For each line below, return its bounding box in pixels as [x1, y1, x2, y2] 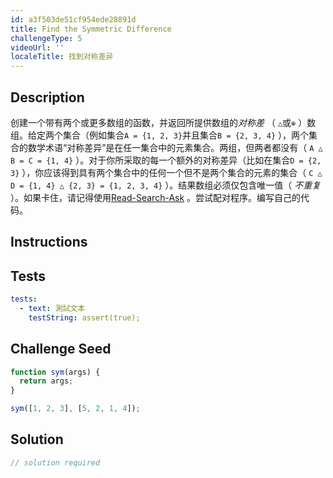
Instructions [10, 234, 88, 251]
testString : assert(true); [28, 312, 141, 323]
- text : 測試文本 [19, 304, 86, 314]
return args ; [19, 376, 74, 386]
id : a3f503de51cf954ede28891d [10, 14, 137, 25]
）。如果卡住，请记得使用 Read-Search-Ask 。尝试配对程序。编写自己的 [10, 191, 302, 203]
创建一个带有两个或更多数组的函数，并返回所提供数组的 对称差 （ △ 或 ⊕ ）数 [10, 116, 317, 128]
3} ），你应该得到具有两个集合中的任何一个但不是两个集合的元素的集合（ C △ [10, 166, 323, 178]
